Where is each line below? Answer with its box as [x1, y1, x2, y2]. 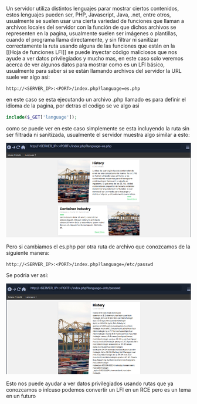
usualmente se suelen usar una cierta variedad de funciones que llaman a [6, 18, 185, 24]
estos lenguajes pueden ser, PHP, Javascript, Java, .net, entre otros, [6, 11, 171, 18]
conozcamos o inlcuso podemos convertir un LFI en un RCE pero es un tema [6, 386, 191, 393]
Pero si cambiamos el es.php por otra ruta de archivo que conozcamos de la [6, 243, 191, 250]
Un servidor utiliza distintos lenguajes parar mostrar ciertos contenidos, [6, 5, 179, 12]
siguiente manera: [6, 249, 50, 256]
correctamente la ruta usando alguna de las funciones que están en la [6, 42, 175, 49]
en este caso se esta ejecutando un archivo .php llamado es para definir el [6, 96, 186, 103]
